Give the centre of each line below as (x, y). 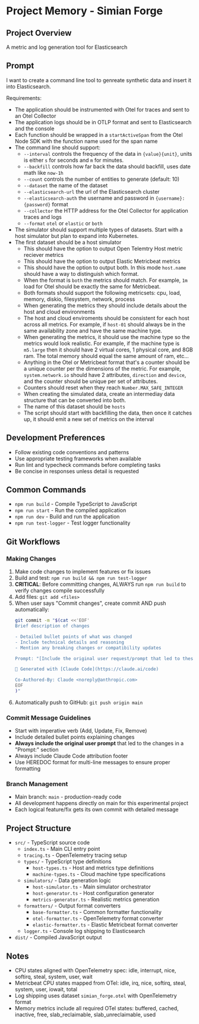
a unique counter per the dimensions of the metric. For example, (102, 368)
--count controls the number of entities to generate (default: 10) (102, 179)
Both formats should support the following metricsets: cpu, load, (102, 293)
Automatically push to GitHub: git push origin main (79, 702)
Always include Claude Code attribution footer (71, 756)
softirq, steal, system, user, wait (54, 977)
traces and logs (43, 217)
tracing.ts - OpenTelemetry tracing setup (75, 855)
